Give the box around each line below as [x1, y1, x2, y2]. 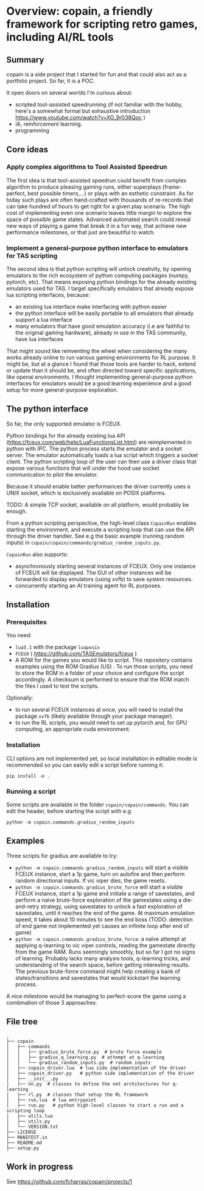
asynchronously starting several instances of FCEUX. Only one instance [15, 562, 196, 570]
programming [15, 127, 50, 134]
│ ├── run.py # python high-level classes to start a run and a [6, 1102, 184, 1109]
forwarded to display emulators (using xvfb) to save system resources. [15, 575, 193, 582]
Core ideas [6, 145, 49, 155]
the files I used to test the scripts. [15, 682, 99, 690]
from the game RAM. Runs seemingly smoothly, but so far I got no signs [15, 948, 195, 955]
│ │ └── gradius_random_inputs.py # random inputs [6, 1059, 151, 1066]
